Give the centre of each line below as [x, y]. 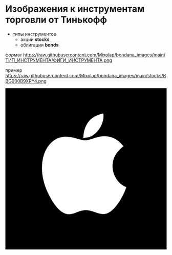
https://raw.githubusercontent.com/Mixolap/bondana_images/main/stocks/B [86, 75]
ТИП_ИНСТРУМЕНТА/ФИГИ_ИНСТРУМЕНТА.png [59, 60]
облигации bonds [39, 45]
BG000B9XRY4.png [26, 81]
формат [14, 55]
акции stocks [35, 39]
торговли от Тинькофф [56, 20]
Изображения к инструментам [75, 9]
